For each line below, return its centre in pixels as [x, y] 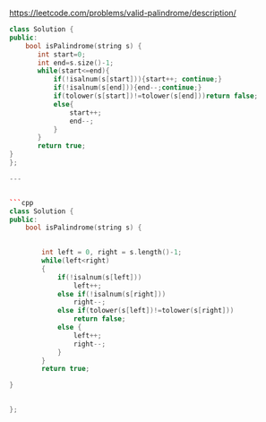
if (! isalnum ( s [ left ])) [99, 277]
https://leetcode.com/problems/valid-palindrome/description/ [123, 13]
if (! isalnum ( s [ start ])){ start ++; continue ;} [137, 80]
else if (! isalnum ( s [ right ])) [112, 294]
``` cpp [21, 202]
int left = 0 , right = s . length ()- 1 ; [112, 253]
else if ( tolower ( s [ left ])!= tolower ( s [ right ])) [146, 311]
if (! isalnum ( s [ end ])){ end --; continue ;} [128, 88]
